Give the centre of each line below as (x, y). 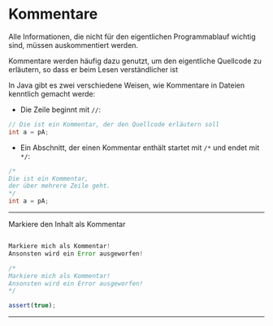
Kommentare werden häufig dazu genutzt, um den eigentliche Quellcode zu (135, 61)
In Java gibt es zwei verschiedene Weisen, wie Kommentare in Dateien (127, 85)
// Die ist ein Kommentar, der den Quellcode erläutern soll (114, 124)
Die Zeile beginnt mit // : (61, 109)
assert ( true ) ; (32, 306)
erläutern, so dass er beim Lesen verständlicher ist (93, 69)
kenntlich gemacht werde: (52, 93)
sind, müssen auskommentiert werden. (74, 45)
